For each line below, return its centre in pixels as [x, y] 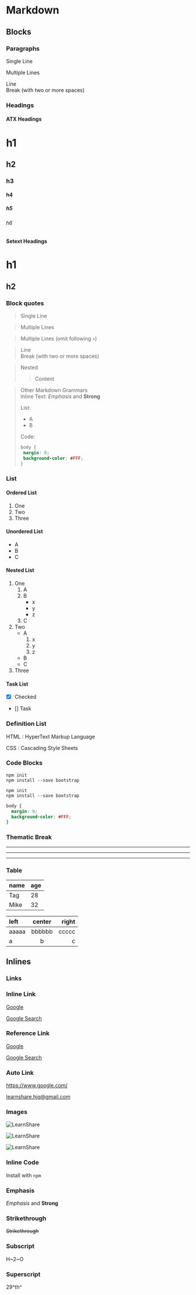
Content [44, 379]
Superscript [23, 1274]
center [42, 921]
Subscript [20, 1246]
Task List [17, 684]
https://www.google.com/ [37, 1085]
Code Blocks [24, 763]
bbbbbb [42, 931]
